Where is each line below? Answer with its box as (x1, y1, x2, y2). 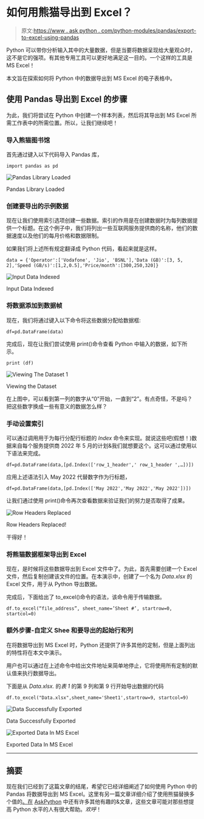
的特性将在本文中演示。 (6, 649, 65, 656)
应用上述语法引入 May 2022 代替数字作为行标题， (6, 473, 131, 481)
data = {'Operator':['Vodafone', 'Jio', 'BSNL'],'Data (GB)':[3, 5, (6, 257, 183, 263)
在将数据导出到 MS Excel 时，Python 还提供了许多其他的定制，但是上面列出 (6, 641, 195, 648)
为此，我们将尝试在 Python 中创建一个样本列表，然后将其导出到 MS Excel (6, 111, 190, 119)
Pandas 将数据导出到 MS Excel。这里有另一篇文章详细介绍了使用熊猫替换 (6, 790, 189, 798)
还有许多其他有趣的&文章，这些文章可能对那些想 (68, 798, 189, 806)
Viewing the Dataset (6, 382, 57, 390)
